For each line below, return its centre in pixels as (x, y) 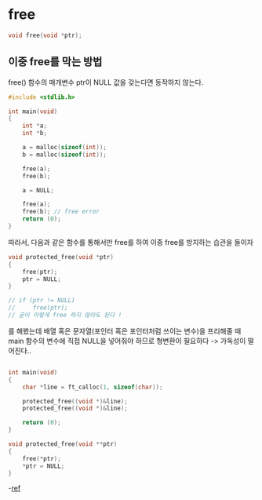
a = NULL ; (38, 190)
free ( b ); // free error (61, 212)
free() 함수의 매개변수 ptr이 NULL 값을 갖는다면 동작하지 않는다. (106, 82)
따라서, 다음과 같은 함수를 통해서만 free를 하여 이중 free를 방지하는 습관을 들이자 (131, 242)
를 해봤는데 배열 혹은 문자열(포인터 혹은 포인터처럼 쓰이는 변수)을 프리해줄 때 (125, 330)
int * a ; (35, 126)
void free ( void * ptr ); (45, 35)
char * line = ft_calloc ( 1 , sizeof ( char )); (93, 387)
